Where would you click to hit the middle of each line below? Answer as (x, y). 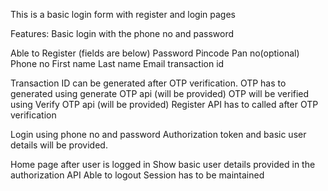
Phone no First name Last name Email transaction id (117, 63)
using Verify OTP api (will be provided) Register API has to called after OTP (164, 104)
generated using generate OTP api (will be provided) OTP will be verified (160, 93)
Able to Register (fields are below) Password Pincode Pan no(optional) (155, 53)
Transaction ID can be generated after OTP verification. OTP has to (148, 83)
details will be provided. (59, 145)
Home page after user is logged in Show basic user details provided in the (163, 164)
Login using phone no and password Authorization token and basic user (158, 134)
